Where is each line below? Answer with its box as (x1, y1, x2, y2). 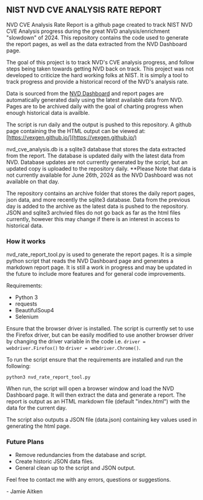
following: (6, 363, 31, 370)
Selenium (15, 313, 39, 321)
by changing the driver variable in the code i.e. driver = (6, 338, 146, 345)
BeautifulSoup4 (15, 307, 55, 314)
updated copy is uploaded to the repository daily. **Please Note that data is (6, 165, 197, 172)
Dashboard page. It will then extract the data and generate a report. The (6, 391, 186, 399)
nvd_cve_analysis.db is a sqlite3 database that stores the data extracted (6, 145, 186, 152)
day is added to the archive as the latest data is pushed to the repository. (6, 202, 188, 210)
